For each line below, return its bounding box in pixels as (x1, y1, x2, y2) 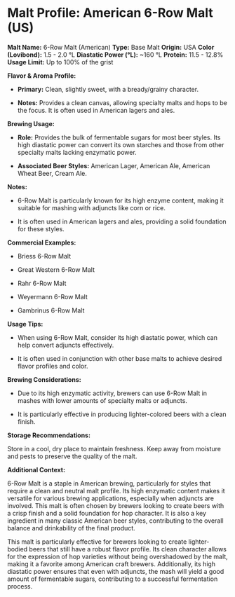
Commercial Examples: (7, 238, 76, 247)
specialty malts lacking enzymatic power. (17, 148, 137, 156)
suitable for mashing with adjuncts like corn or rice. (17, 203, 166, 212)
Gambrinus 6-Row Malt (17, 306, 85, 315)
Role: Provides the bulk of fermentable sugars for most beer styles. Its (17, 133, 221, 142)
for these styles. (17, 224, 65, 233)
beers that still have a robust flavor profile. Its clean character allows (29, 544, 227, 553)
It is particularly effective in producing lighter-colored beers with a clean (17, 410, 227, 418)
